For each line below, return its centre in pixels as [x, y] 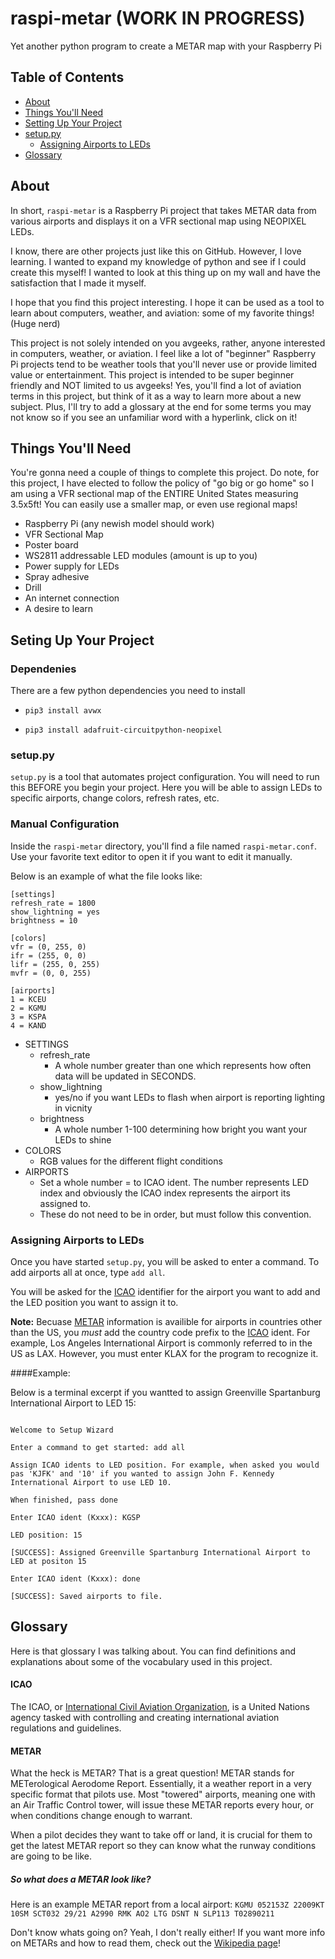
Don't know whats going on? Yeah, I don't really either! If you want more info [168, 1933]
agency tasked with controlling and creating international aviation [145, 1717]
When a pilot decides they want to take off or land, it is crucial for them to [161, 1835]
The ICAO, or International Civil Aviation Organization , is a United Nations [160, 1706]
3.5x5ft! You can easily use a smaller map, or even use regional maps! [154, 504]
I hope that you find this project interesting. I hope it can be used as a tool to [167, 302]
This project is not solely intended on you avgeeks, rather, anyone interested [168, 343]
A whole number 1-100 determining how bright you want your [181, 1129]
